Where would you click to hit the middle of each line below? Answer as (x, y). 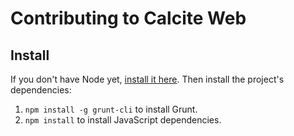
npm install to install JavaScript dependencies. (123, 120)
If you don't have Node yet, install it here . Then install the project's (147, 79)
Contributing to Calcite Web (128, 18)
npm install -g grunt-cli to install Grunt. (111, 109)
